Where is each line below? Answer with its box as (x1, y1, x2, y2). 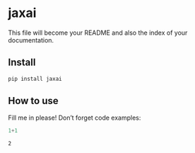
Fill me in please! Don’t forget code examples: (8, 113, 141, 122)
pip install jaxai (8, 75, 62, 82)
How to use (8, 95, 59, 107)
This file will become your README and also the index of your (8, 28, 188, 37)
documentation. (8, 35, 54, 44)
